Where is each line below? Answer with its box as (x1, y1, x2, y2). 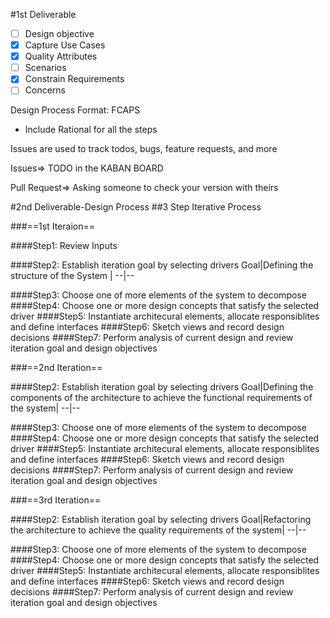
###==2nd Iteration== (10, 362, 103, 374)
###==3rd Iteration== (10, 494, 102, 506)
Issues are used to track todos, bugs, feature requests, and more (10, 143, 278, 155)
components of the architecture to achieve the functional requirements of (10, 392, 313, 404)
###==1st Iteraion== (10, 220, 96, 233)
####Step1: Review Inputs (10, 240, 118, 252)
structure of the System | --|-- (10, 270, 135, 282)
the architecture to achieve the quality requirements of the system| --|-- (10, 524, 307, 536)
